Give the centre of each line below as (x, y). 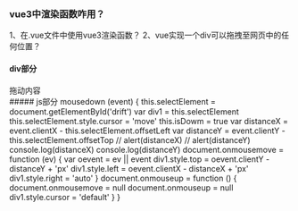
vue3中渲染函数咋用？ (57, 13)
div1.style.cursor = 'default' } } (65, 197)
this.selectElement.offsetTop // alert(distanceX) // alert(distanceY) (130, 139)
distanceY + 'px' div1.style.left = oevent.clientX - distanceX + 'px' (129, 168)
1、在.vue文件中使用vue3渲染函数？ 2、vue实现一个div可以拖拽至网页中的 (145, 35)
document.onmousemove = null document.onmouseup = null (121, 187)
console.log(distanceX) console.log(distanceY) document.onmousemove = (146, 149)
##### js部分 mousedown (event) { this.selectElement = (113, 101)
